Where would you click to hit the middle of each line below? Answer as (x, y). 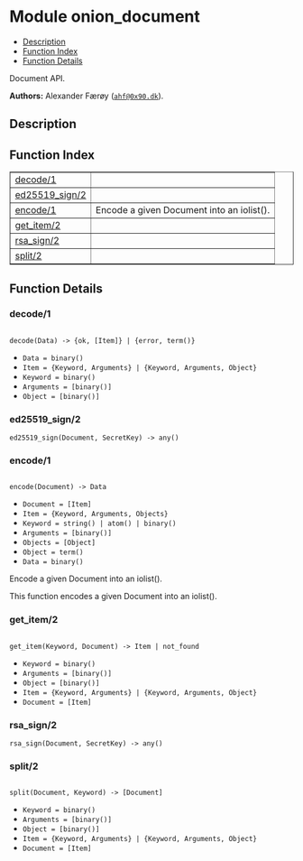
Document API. (37, 78)
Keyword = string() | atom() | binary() (99, 524)
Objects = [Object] (59, 543)
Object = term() (53, 552)
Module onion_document (105, 17)
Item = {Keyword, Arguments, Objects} (95, 514)
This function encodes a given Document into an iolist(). (114, 597)
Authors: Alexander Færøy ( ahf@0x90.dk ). (87, 96)
